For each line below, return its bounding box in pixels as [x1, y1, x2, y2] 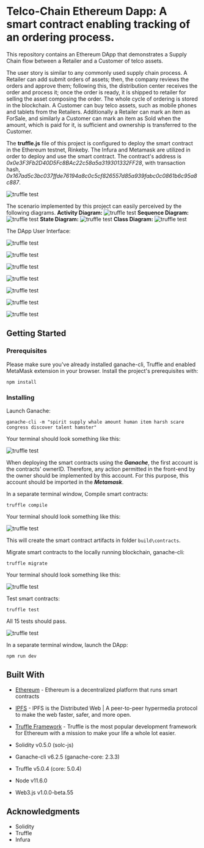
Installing [6, 393, 35, 402]
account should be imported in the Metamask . [6, 478, 124, 486]
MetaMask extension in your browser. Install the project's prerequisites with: [6, 367, 199, 375]
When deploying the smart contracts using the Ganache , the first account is [6, 459, 199, 466]
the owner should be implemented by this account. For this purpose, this [6, 472, 189, 479]
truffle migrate [6, 560, 48, 567]
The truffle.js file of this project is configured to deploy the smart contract [6, 139, 194, 147]
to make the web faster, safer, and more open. [15, 711, 131, 718]
